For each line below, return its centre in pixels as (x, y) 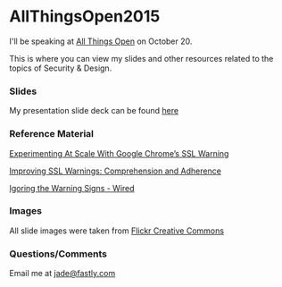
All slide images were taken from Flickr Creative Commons (117, 231)
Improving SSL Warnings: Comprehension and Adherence (115, 171)
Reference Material (52, 134)
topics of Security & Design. (61, 68)
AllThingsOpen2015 (85, 17)
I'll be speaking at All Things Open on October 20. (101, 41)
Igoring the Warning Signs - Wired (72, 188)
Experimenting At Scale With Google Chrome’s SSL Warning (119, 153)
